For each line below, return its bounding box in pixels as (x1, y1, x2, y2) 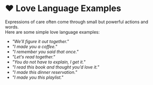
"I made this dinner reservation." (12, 69, 78, 75)
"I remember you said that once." (12, 49, 79, 55)
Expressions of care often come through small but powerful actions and (5, 19, 149, 25)
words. (5, 24, 19, 29)
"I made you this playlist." (12, 74, 64, 80)
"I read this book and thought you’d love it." (12, 64, 100, 70)
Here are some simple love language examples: (5, 29, 100, 35)
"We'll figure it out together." (12, 38, 69, 44)
